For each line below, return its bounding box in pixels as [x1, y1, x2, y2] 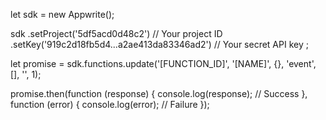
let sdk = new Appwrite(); [10, 9, 115, 20]
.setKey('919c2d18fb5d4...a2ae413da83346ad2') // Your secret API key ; [10, 39, 309, 50]
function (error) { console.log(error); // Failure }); [10, 99, 210, 110]
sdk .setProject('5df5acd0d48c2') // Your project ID [10, 28, 223, 39]
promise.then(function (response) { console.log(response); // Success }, [10, 88, 308, 99]
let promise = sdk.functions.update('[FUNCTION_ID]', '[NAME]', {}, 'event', [10, 58, 317, 69]
